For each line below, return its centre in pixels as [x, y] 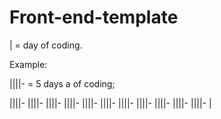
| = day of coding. [46, 45]
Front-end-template [94, 17]
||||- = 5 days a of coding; [62, 83]
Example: [28, 64]
